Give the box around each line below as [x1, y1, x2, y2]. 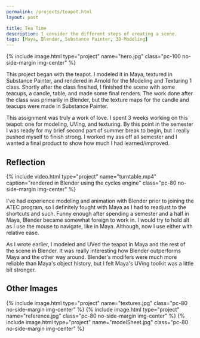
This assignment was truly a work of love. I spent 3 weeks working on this [6, 114, 188, 122]
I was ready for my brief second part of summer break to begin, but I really [6, 127, 190, 134]
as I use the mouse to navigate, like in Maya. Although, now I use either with [6, 222, 193, 230]
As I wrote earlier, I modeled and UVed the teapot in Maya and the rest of [6, 240, 186, 248]
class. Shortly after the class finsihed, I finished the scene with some [6, 83, 175, 90]
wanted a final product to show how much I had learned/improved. [6, 140, 170, 147]
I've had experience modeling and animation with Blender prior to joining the [6, 197, 194, 204]
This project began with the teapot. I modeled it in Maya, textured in [6, 71, 173, 78]
